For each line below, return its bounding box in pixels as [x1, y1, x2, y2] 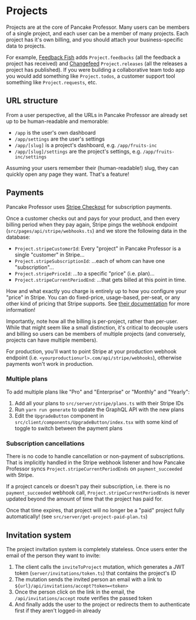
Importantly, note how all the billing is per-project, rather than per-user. [6, 318, 178, 325]
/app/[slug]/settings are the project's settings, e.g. [14, 148, 142, 155]
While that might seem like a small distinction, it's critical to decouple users [6, 324, 188, 331]
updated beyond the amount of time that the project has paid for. [6, 495, 163, 502]
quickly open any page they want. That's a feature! [6, 171, 129, 178]
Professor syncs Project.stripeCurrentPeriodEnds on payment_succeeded [6, 465, 182, 472]
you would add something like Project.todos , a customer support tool [6, 72, 175, 79]
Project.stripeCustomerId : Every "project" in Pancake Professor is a [14, 245, 181, 252]
